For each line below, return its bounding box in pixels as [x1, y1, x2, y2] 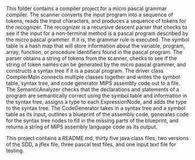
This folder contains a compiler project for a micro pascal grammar [6, 5, 167, 12]
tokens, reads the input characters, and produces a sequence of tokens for [6, 18, 187, 24]
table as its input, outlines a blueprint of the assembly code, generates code [6, 111, 189, 118]
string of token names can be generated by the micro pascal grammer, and [6, 61, 186, 68]
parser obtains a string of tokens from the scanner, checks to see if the [6, 55, 177, 62]
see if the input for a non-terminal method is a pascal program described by [6, 30, 189, 37]
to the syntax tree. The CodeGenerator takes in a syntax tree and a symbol [6, 105, 186, 111]
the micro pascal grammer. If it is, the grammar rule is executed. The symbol [6, 36, 190, 43]
